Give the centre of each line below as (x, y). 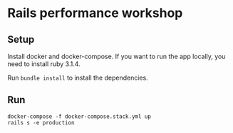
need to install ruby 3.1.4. (44, 64)
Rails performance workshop (95, 13)
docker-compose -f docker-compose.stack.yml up (79, 116)
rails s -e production (41, 122)
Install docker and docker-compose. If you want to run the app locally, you (116, 56)
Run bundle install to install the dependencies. (78, 78)
